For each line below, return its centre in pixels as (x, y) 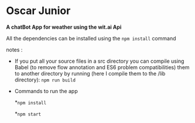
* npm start (28, 114)
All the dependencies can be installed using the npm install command (91, 38)
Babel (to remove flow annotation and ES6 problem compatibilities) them (102, 67)
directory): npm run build (45, 80)
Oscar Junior (38, 11)
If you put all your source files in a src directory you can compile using (99, 61)
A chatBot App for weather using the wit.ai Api (64, 27)
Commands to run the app (46, 91)
